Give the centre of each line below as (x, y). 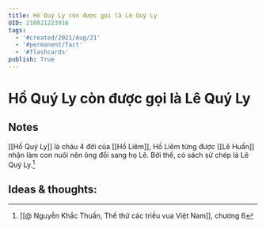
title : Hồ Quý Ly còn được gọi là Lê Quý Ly (83, 15)
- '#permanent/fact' (49, 45)
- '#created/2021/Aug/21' (58, 37)
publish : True (32, 60)
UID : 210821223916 (38, 23)
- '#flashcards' (42, 52)
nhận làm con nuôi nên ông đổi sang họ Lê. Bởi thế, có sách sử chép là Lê (129, 155)
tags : (17, 30)
